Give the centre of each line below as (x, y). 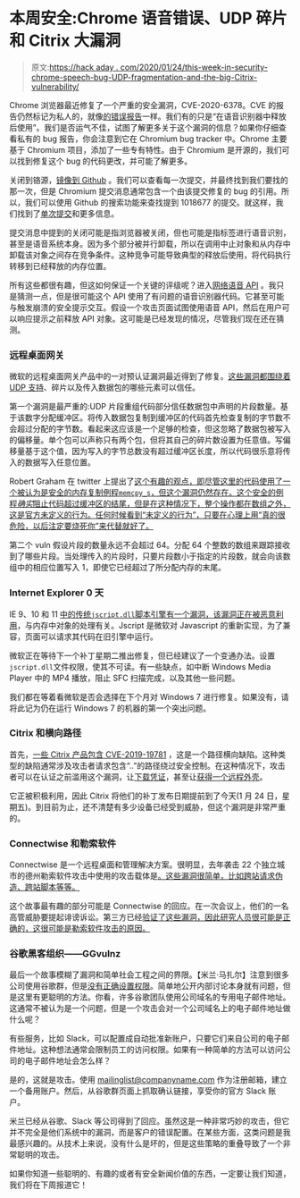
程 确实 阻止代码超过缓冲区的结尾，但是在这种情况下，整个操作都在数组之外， (150, 504)
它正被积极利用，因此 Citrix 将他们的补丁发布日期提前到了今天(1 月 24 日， (146, 796)
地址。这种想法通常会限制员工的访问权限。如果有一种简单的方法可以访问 (150, 1050)
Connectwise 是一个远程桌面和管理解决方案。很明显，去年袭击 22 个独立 (143, 865)
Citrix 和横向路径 (46, 733)
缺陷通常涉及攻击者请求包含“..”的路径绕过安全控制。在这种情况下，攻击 (155, 765)
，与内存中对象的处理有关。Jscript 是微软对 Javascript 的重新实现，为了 (150, 625)
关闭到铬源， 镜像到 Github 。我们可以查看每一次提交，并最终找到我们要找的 (149, 180)
